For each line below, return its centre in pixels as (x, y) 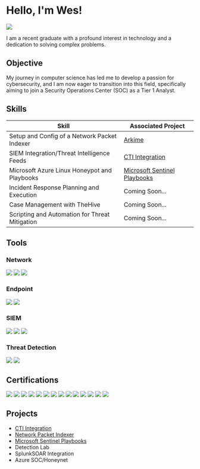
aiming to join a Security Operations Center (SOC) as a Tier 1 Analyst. (91, 90)
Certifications (32, 380)
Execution (23, 195)
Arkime (134, 140)
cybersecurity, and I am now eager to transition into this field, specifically (96, 84)
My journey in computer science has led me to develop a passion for (90, 78)
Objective (25, 63)
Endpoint (20, 289)
